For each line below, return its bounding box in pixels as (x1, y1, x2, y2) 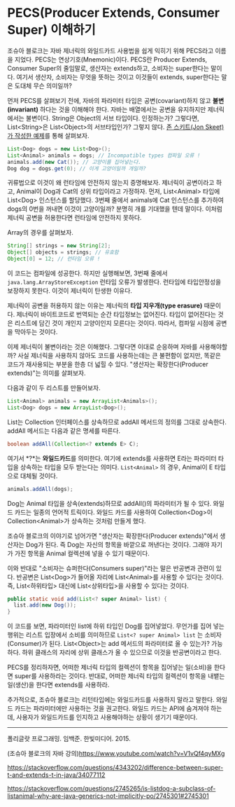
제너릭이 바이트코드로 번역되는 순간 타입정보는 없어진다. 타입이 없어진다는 (16, 310, 217, 319)
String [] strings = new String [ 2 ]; (7, 242, 111, 249)
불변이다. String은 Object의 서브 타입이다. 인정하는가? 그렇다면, (25, 113, 199, 122)
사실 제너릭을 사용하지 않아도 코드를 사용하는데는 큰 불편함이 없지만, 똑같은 (17, 352, 222, 360)
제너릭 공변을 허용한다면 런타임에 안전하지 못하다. (7, 214, 142, 222)
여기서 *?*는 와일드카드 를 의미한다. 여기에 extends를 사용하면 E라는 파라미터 (7, 454, 217, 462)
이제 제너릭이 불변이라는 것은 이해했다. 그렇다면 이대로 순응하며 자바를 (7, 343, 198, 351)
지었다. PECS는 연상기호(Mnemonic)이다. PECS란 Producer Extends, (14, 55, 208, 64)
